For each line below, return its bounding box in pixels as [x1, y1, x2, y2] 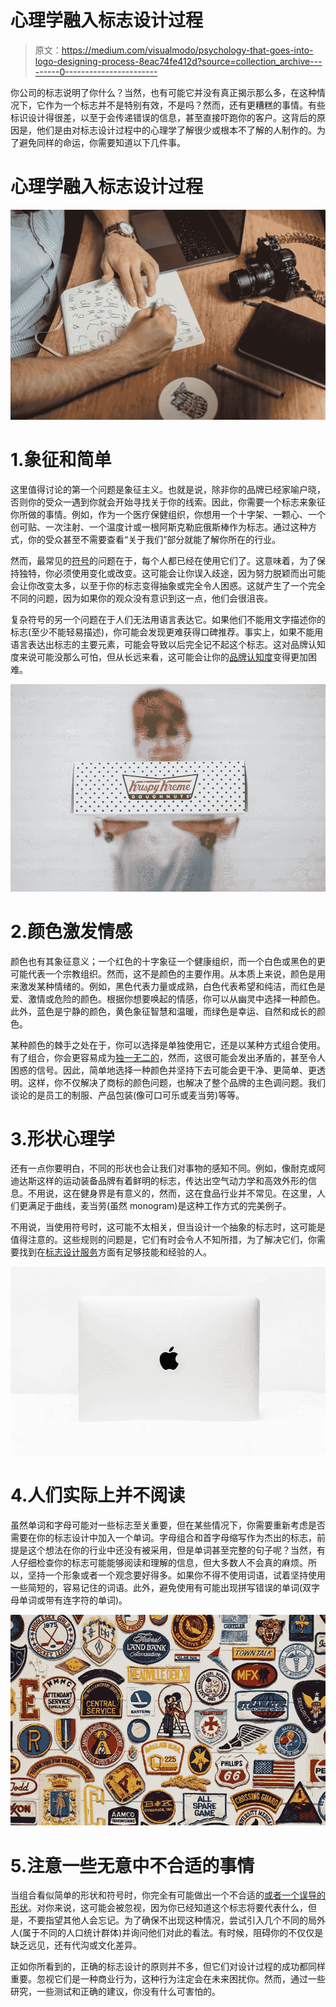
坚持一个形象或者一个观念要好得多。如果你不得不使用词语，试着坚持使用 [27, 1569, 326, 1581]
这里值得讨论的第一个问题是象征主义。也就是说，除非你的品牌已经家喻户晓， [10, 483, 326, 495]
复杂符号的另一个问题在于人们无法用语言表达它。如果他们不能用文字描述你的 [10, 613, 326, 625]
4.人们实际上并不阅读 [10, 1484, 186, 1507]
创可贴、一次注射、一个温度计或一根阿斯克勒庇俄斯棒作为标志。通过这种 [10, 521, 308, 533]
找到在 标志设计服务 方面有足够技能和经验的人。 [18, 1246, 212, 1258]
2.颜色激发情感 [10, 920, 133, 943]
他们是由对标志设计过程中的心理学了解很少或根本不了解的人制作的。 [36, 124, 317, 136]
